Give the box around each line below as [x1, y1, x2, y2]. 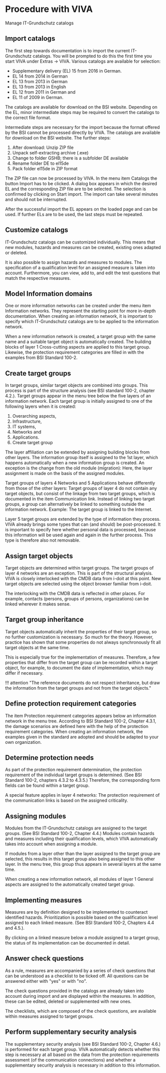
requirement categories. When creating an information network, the [5, 728, 143, 734]
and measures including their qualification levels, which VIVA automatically [5, 835, 158, 842]
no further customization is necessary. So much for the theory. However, [5, 634, 154, 640]
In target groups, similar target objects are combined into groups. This [5, 382, 148, 388]
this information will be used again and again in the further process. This [5, 532, 153, 538]
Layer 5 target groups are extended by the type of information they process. [5, 516, 161, 522]
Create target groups [5, 369, 71, 377]
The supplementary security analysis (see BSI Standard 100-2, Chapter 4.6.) [5, 1041, 161, 1047]
